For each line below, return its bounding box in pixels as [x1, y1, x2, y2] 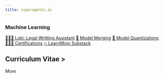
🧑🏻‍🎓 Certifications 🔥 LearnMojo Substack [5, 40, 91, 46]
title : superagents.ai [5, 7, 52, 12]
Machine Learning [5, 23, 50, 30]
